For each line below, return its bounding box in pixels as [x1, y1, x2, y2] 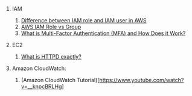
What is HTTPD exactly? [21, 53, 82, 60]
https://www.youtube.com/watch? [99, 77, 184, 83]
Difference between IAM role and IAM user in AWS [21, 17, 147, 24]
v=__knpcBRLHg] [21, 83, 65, 90]
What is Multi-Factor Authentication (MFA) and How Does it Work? [21, 30, 186, 37]
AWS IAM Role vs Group [21, 24, 82, 30]
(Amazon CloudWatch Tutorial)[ [21, 77, 100, 83]
